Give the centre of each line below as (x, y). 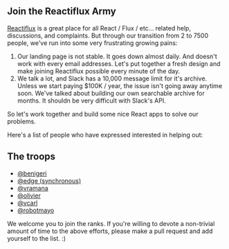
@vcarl (27, 203)
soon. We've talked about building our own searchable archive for (111, 93)
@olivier (29, 195)
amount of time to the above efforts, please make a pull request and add (110, 231)
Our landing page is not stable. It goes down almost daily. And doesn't (117, 56)
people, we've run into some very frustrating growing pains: (92, 43)
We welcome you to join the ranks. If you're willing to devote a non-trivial (111, 223)
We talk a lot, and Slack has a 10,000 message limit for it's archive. (112, 78)
